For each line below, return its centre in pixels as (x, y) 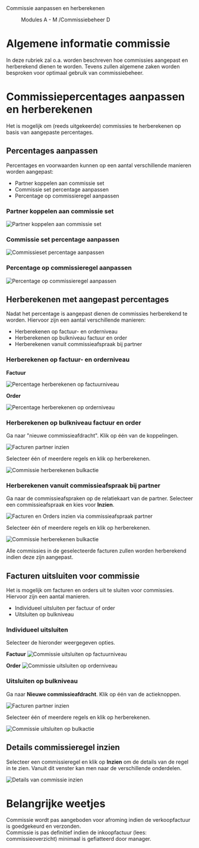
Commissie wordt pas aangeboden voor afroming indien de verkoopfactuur (98, 820)
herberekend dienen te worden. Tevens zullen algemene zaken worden (93, 66)
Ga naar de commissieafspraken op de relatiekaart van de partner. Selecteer (99, 498)
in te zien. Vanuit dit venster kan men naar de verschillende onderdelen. (94, 768)
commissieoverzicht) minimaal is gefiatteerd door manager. (79, 839)
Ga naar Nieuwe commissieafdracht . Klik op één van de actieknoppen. (94, 694)
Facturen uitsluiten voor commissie (73, 576)
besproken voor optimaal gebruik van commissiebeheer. (75, 73)
